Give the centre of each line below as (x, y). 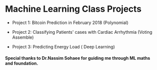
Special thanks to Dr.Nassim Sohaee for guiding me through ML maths (78, 58)
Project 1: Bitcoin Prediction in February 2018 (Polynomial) (70, 23)
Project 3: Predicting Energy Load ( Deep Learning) (63, 47)
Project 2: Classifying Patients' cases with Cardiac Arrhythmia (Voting (82, 32)
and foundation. (22, 63)
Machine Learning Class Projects (73, 9)
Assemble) (23, 37)
